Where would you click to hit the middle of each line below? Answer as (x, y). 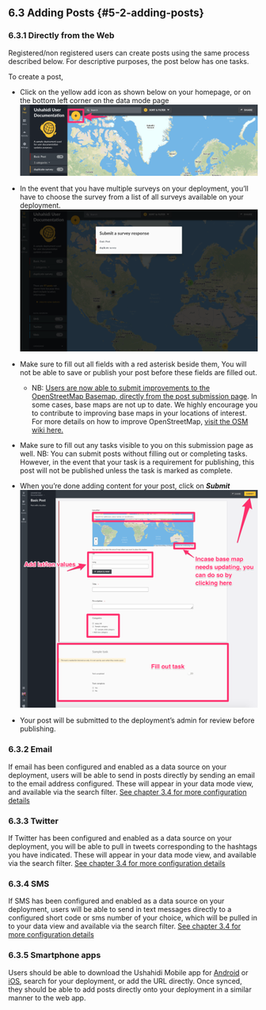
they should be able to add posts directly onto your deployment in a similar (130, 989)
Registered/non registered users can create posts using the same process (129, 53)
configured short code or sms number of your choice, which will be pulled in (133, 918)
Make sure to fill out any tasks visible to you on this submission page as (136, 446)
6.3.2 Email (30, 750)
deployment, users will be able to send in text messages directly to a (120, 909)
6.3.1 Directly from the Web (61, 36)
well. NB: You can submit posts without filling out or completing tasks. (133, 454)
